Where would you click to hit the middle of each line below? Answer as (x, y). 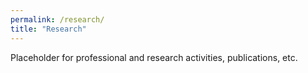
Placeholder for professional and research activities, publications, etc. (154, 57)
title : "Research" (48, 29)
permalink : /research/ (57, 19)
